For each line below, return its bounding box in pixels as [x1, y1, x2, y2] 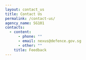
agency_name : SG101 [5, 20, 45, 26]
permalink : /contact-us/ [5, 16, 55, 21]
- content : [9, 30, 32, 34]
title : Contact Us [5, 12, 42, 16]
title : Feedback [14, 47, 47, 52]
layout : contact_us [5, 7, 45, 12]
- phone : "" [17, 34, 42, 39]
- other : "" [17, 43, 42, 48]
